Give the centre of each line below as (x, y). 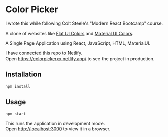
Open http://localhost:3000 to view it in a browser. (58, 129)
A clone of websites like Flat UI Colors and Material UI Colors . (70, 33)
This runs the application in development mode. (55, 124)
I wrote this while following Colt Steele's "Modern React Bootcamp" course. (84, 23)
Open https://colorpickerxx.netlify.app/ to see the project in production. (80, 58)
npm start (16, 114)
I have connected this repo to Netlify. (44, 53)
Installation (23, 75)
